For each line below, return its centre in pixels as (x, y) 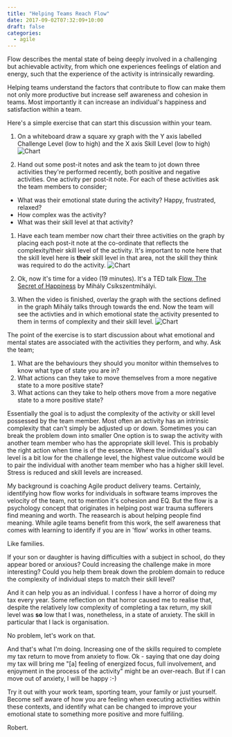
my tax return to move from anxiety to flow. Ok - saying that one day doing (114, 656)
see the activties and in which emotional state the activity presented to (118, 314)
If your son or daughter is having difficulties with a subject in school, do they (116, 557)
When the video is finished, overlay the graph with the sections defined (119, 300)
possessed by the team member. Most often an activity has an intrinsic (108, 421)
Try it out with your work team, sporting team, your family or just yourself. (112, 692)
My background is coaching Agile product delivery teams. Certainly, (104, 486)
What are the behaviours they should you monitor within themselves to (118, 363)
